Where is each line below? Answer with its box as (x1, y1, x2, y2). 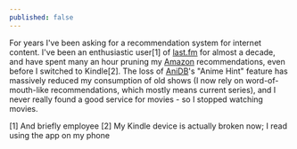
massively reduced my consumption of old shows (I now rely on (9, 74, 243, 85)
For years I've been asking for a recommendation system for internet (9, 37, 261, 48)
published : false (9, 12, 74, 22)
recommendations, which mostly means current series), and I (50, 84, 276, 95)
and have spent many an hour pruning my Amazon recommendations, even (9, 56, 285, 67)
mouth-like (9, 84, 49, 95)
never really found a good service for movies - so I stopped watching (9, 94, 263, 105)
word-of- (244, 74, 279, 85)
